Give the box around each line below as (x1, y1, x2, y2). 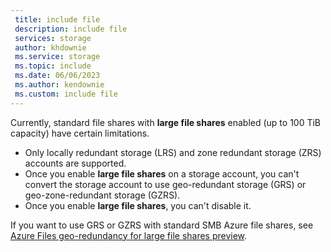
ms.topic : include (14, 61, 92, 71)
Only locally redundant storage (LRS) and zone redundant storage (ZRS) (24, 146, 322, 158)
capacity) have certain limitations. (10, 127, 150, 139)
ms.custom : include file (14, 89, 118, 99)
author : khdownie (14, 42, 87, 53)
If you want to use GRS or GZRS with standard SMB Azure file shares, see (10, 219, 314, 231)
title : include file (14, 14, 101, 25)
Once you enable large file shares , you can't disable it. (24, 199, 252, 211)
